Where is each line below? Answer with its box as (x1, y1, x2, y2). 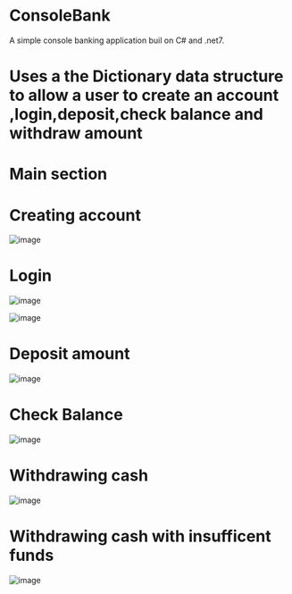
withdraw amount (9, 123, 143, 144)
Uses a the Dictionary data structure (9, 66, 284, 87)
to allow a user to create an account (9, 86, 279, 105)
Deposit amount (9, 344, 130, 364)
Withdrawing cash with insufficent (9, 526, 271, 547)
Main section (9, 164, 108, 184)
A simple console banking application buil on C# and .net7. (9, 35, 225, 46)
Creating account (9, 205, 141, 225)
